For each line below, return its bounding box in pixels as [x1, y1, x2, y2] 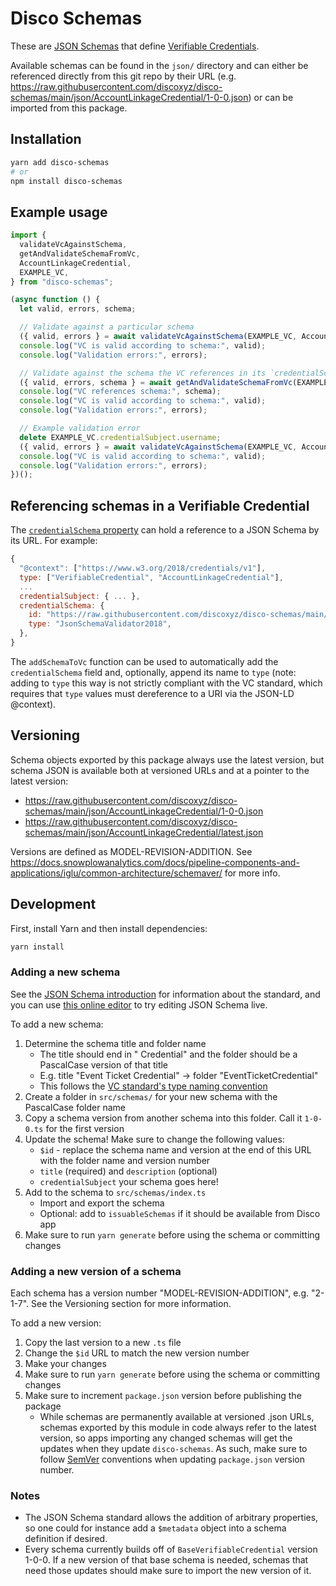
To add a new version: [10, 1317, 102, 1329]
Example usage [10, 203, 108, 221]
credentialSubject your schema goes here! [39, 1175, 219, 1187]
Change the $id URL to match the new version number [24, 1347, 250, 1359]
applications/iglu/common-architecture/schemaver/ [10, 867, 223, 879]
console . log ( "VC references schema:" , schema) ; [19, 387, 222, 397]
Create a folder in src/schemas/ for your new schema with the [24, 1090, 278, 1102]
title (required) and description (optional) [39, 1165, 218, 1177]
